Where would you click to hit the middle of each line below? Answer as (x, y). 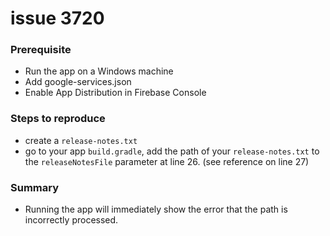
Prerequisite (41, 50)
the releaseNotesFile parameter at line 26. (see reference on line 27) (167, 161)
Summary (35, 187)
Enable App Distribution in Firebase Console (115, 93)
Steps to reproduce (58, 119)
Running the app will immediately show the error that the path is (156, 209)
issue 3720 (57, 18)
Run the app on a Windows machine (99, 71)
